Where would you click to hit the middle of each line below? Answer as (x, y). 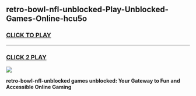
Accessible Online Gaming (39, 87)
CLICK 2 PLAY (26, 57)
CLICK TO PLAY (29, 35)
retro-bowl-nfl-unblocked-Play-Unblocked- (87, 10)
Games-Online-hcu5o (47, 19)
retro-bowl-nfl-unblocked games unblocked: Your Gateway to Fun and (93, 80)
